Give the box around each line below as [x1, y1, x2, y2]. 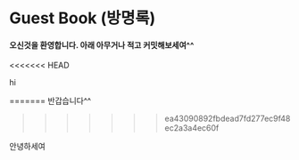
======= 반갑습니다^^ [9, 95, 92, 107]
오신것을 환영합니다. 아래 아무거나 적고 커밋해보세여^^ [9, 39, 195, 50]
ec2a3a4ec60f [164, 123, 220, 133]
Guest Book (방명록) [9, 8, 156, 28]
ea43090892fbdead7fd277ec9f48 [164, 113, 291, 124]
